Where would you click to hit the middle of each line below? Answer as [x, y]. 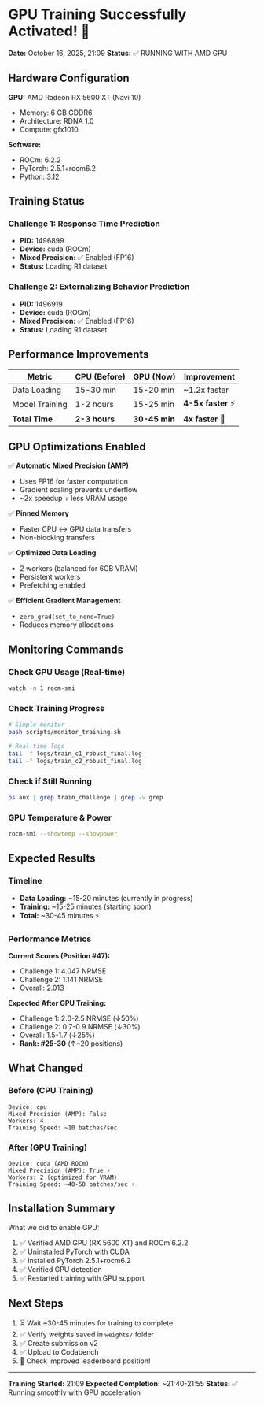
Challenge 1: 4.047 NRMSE [63, 971]
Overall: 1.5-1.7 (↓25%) [57, 1035]
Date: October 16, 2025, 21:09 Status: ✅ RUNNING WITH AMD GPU [118, 53]
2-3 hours [95, 419]
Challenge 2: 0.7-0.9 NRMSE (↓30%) [80, 1026]
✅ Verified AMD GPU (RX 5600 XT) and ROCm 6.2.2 [104, 1243]
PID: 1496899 [42, 241]
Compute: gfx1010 [49, 129]
